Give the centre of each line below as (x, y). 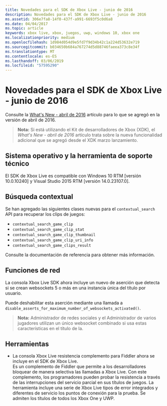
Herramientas (27, 344)
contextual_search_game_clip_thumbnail (54, 235)
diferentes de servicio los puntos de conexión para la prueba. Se (79, 393)
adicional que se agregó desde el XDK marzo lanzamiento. (78, 140)
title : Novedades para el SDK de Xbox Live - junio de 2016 (69, 10)
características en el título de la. (50, 328)
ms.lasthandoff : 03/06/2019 (34, 61)
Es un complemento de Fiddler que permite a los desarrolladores (79, 367)
